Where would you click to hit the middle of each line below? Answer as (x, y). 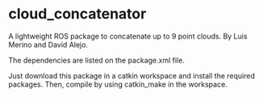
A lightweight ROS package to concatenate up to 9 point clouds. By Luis (128, 36)
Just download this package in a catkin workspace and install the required (132, 75)
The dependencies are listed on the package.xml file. (97, 60)
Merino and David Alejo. (48, 44)
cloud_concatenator (77, 14)
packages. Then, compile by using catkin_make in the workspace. (118, 84)
